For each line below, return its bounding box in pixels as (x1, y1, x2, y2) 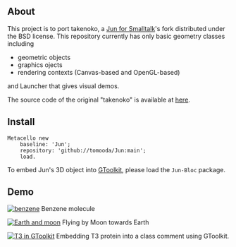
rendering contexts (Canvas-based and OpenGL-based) (17, 68, 180, 76)
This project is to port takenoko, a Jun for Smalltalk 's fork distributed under (7, 24, 225, 32)
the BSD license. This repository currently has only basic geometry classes (7, 32, 225, 40)
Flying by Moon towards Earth (62, 218, 149, 227)
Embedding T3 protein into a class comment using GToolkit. (56, 232, 230, 241)
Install (7, 116, 35, 128)
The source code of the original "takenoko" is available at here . (7, 95, 190, 104)
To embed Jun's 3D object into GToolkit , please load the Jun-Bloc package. (7, 165, 225, 174)
